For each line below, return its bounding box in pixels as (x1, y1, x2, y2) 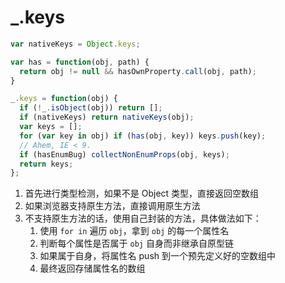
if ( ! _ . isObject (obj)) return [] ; (19, 103, 163, 113)
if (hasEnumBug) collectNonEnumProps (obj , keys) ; (19, 149, 230, 160)
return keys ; (19, 159, 74, 169)
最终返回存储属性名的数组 (39, 262, 146, 275)
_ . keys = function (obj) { (10, 94, 118, 104)
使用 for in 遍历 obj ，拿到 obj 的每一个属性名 (39, 225, 230, 237)
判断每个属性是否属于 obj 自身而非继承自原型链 (39, 237, 234, 250)
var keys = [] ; (19, 122, 83, 132)
